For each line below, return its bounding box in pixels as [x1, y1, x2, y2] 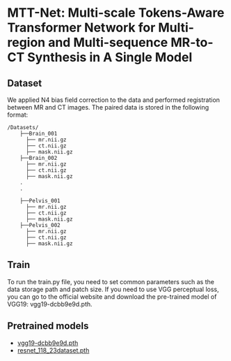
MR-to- [170, 35, 214, 50]
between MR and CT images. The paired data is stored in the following [7, 103, 209, 111]
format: [7, 110, 29, 119]
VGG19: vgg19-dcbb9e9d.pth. [7, 300, 93, 308]
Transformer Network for [7, 20, 156, 36]
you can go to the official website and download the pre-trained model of [7, 292, 217, 301]
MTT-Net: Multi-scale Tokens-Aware [7, 5, 225, 21]
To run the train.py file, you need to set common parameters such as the [7, 277, 214, 286]
